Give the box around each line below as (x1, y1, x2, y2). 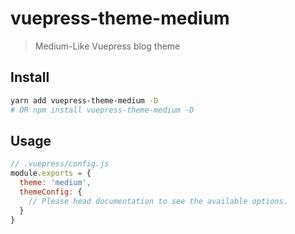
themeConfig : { (19, 187, 83, 197)
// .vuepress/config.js (10, 159, 110, 169)
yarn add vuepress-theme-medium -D (10, 95, 159, 106)
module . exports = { (10, 168, 92, 179)
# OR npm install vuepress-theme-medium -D (10, 105, 195, 115)
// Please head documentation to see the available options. (28, 196, 288, 206)
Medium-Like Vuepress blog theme (34, 40, 181, 52)
